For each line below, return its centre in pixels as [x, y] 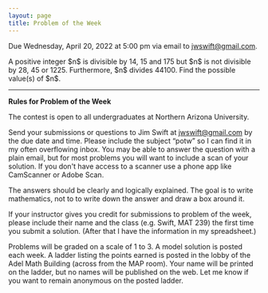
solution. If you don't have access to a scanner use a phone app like [120, 166]
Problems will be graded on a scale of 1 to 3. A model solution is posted [126, 246]
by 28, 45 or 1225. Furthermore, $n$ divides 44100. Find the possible [122, 69]
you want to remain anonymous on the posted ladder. [96, 280]
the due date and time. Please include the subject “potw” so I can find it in [130, 141]
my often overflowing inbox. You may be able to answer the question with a [132, 149]
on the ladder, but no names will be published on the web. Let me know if [128, 271]
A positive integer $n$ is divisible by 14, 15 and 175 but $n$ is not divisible [130, 61]
